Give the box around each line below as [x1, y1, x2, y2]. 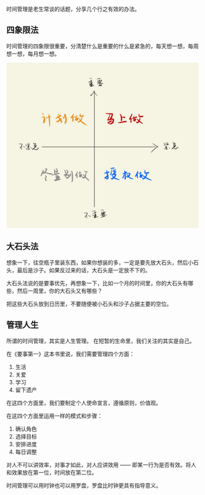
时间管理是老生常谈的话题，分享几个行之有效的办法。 [6, 6, 140, 12]
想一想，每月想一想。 [6, 50, 60, 57]
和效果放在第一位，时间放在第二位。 [6, 469, 98, 476]
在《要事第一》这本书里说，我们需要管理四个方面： [6, 350, 135, 357]
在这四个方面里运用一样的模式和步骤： [6, 412, 103, 419]
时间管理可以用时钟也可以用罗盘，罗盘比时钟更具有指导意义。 [6, 482, 162, 489]
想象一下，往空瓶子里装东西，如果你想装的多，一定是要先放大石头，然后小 [6, 259, 193, 266]
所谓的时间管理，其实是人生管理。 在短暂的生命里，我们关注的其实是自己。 [6, 337, 195, 344]
